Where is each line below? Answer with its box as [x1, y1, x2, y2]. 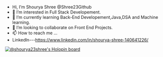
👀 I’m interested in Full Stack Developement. [12, 9, 101, 15]
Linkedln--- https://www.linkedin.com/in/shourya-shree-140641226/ [12, 37, 149, 43]
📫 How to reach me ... [12, 30, 58, 36]
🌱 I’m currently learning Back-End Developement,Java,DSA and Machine [12, 14, 159, 20]
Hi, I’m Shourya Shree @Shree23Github [12, 4, 92, 10]
